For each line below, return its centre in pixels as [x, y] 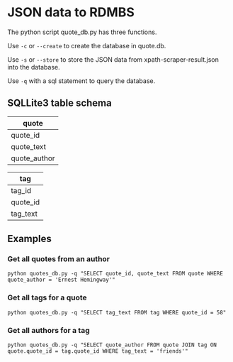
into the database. [34, 67]
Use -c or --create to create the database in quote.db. [87, 45]
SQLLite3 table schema [59, 103]
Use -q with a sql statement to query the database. [81, 81]
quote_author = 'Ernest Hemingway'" [61, 280]
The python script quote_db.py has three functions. [82, 32]
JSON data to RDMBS [71, 12]
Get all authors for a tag [49, 330]
